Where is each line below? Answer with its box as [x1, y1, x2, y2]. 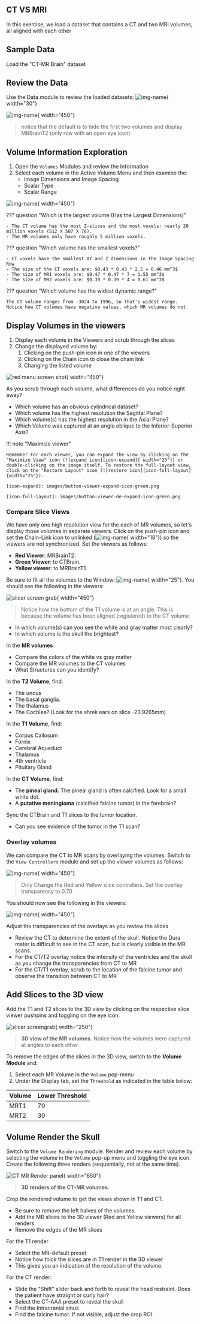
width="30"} [6, 100, 38, 107]
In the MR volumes [6, 642, 53, 649]
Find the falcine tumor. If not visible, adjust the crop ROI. [14, 1311, 154, 1318]
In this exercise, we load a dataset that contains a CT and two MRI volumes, [6, 20, 193, 28]
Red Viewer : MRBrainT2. [14, 552, 76, 559]
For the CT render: [6, 1274, 52, 1281]
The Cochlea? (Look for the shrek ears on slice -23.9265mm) [14, 709, 166, 716]
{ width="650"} [63, 1172, 101, 1179]
